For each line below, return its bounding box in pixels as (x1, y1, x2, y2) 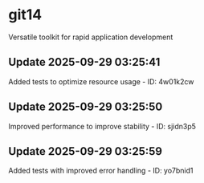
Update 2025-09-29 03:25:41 (8, 55, 161, 69)
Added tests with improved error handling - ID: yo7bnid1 (8, 166, 194, 176)
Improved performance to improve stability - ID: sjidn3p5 (8, 121, 197, 131)
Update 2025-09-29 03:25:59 (8, 144, 163, 158)
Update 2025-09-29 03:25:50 (8, 100, 163, 114)
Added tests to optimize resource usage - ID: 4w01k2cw (8, 76, 194, 86)
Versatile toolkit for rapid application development (8, 32, 173, 42)
